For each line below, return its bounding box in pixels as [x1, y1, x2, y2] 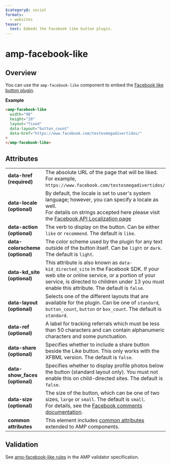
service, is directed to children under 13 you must [45, 278, 164, 285]
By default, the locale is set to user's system [45, 189, 151, 196]
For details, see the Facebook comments [45, 402, 142, 409]
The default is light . [45, 250, 94, 257]
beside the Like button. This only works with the [45, 347, 160, 354]
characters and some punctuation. [45, 333, 127, 340]
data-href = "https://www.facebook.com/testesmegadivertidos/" [10, 131, 142, 136]
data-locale [8, 199, 37, 206]
